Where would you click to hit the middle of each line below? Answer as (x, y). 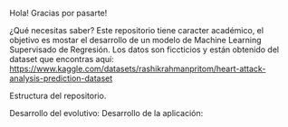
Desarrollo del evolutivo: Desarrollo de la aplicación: (106, 113)
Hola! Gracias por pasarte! (58, 13)
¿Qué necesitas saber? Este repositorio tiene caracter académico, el (137, 30)
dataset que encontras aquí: (62, 59)
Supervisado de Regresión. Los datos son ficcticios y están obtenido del (144, 50)
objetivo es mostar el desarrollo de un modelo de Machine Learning (135, 40)
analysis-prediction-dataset (61, 78)
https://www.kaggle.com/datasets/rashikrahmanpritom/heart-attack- (138, 68)
